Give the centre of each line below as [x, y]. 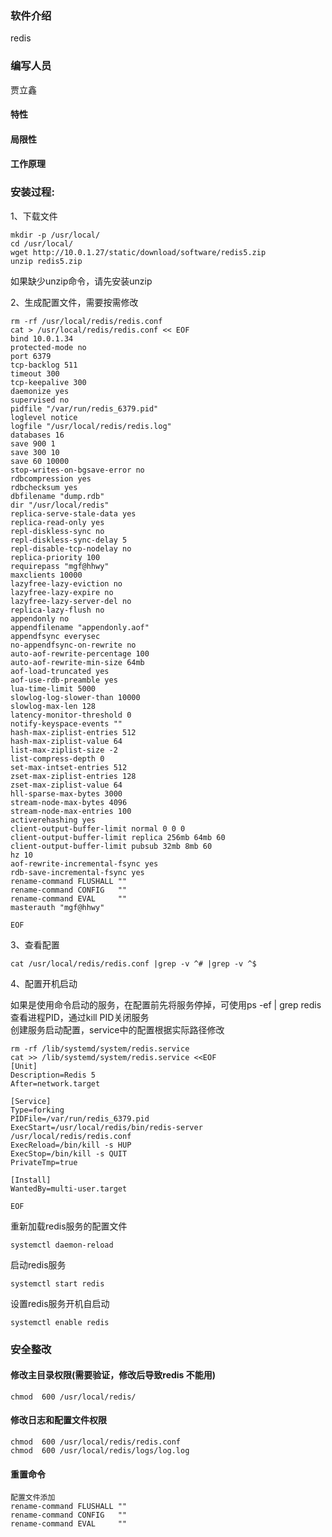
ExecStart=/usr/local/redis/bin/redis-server [106, 1127]
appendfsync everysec [55, 636]
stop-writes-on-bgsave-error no [77, 470]
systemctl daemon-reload [62, 1245]
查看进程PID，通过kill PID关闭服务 [80, 1017]
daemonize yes [40, 391]
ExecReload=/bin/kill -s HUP [71, 1145]
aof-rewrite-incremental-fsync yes [84, 863]
